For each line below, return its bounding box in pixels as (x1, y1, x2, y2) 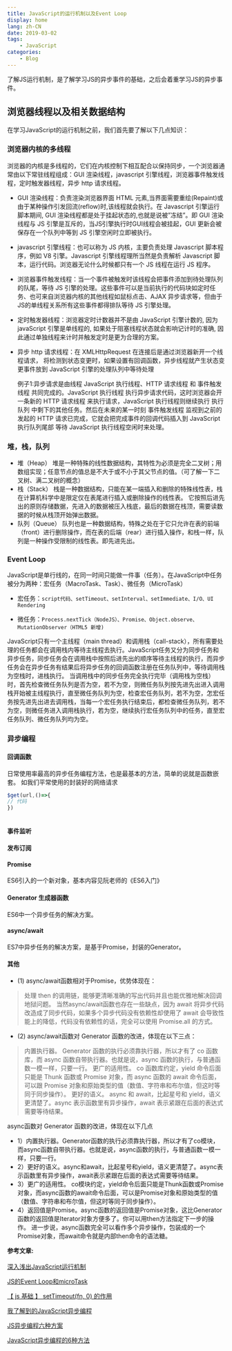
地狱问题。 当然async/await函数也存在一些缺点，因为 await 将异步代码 (23, 1000, 224, 1008)
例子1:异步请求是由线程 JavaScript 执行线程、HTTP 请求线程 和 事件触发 (17, 379, 222, 388)
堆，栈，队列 (7, 442, 50, 451)
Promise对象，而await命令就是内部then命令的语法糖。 (17, 1232, 171, 1240)
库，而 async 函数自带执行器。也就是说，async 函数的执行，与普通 (23, 1055, 215, 1064)
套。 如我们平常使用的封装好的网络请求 (7, 778, 118, 786)
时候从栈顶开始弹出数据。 (29, 511, 102, 519)
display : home (7, 17, 48, 24)
